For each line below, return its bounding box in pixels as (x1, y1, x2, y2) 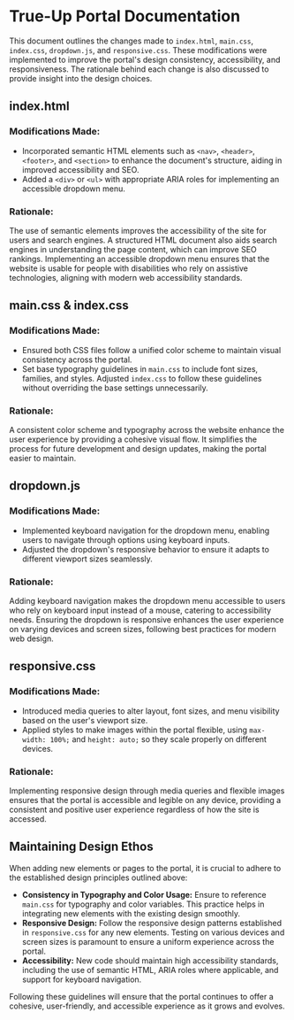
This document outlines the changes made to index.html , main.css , (9, 35, 254, 46)
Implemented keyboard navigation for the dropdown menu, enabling (21, 525, 270, 536)
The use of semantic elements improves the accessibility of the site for (9, 225, 267, 236)
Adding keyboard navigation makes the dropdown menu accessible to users (9, 595, 286, 606)
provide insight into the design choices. (9, 73, 153, 83)
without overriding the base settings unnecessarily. (21, 382, 209, 393)
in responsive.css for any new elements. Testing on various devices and (21, 927, 285, 938)
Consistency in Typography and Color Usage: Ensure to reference (21, 889, 267, 900)
